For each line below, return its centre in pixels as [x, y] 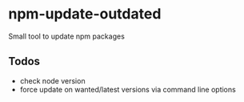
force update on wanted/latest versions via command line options [128, 89]
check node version [52, 80]
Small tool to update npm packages [67, 36]
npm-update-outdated [85, 14]
